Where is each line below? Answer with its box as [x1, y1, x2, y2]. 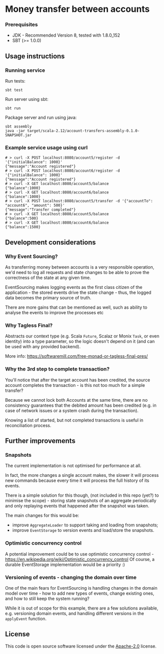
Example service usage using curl [5, 144, 88, 151]
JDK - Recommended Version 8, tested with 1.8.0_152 [12, 32, 121, 38]
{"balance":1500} [5, 225, 41, 230]
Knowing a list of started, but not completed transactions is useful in [5, 417, 144, 423]
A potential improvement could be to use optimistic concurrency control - [5, 551, 154, 557]
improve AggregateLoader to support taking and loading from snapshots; [12, 522, 159, 528]
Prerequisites [5, 21, 38, 28]
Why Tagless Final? [5, 322, 53, 329]
